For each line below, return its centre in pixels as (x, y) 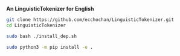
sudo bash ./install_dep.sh (42, 36)
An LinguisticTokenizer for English (50, 9)
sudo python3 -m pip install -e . (50, 47)
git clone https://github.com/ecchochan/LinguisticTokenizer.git (90, 20)
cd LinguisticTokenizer (36, 25)
